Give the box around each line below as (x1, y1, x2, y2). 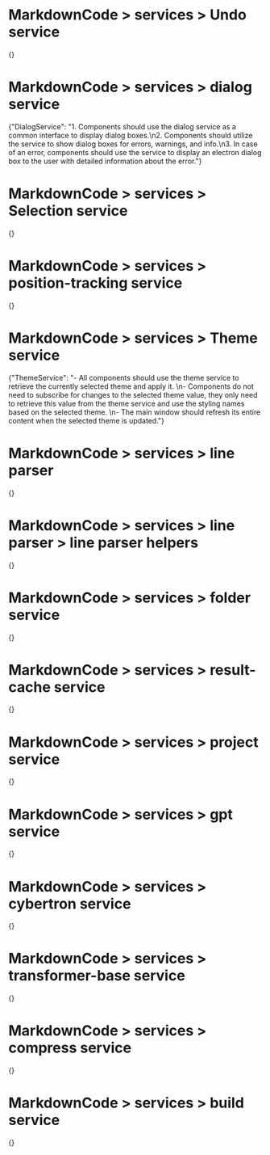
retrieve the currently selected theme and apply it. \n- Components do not (8, 381, 254, 391)
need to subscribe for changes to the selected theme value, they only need (8, 390, 258, 399)
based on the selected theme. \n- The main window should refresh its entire (8, 407, 261, 417)
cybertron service (8, 895, 131, 913)
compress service (8, 1039, 131, 1057)
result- (209, 660, 256, 679)
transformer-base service (8, 967, 185, 985)
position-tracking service (8, 274, 183, 292)
